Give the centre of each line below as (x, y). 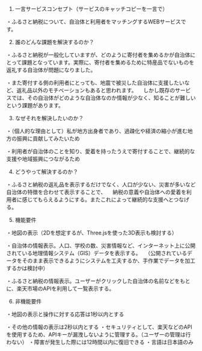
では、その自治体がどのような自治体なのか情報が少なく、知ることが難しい (103, 98)
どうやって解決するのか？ (47, 172)
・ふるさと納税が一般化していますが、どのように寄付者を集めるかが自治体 (98, 55)
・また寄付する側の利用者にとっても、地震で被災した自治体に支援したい (95, 83)
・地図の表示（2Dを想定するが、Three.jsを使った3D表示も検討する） (92, 233)
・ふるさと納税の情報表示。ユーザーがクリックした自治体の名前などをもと (98, 281)
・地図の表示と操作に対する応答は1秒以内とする (65, 314)
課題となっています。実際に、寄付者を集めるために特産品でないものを (108, 62)
